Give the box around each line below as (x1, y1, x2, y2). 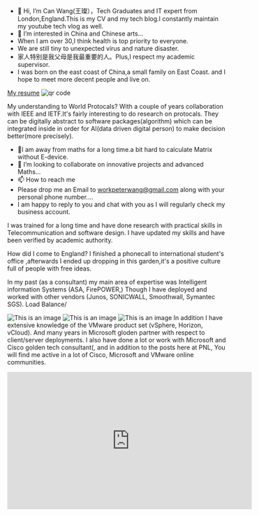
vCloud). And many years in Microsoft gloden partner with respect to (7, 328, 205, 337)
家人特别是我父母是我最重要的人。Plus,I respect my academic (17, 52, 195, 61)
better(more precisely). (7, 132, 74, 140)
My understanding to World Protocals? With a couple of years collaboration (7, 103, 223, 110)
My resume (7, 89, 40, 97)
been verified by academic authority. (7, 236, 113, 244)
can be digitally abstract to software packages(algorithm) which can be (7, 117, 213, 125)
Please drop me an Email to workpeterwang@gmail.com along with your (17, 185, 225, 194)
